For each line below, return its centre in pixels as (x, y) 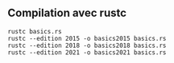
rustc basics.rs (35, 31)
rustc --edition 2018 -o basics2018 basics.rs (87, 45)
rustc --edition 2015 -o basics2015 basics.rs (87, 38)
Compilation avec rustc (67, 13)
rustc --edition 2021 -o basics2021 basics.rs (87, 52)
